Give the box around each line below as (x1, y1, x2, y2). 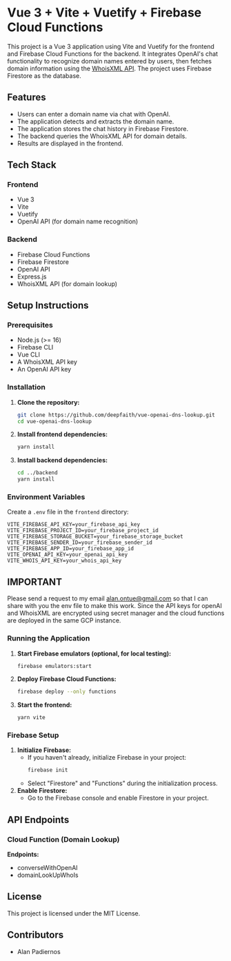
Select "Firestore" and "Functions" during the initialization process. (27, 779, 219, 787)
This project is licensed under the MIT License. (7, 909, 141, 918)
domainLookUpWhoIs (17, 871, 79, 879)
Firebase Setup (7, 731, 59, 740)
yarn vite (17, 714, 46, 721)
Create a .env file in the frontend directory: (7, 508, 129, 516)
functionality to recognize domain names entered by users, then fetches (7, 57, 212, 65)
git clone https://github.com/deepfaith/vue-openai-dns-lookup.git (17, 412, 215, 418)
